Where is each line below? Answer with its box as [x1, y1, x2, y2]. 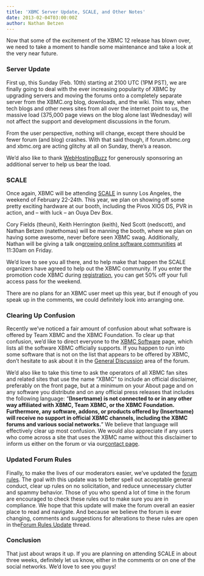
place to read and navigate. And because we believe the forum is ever [6, 508, 182, 515]
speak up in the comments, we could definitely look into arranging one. [6, 296, 185, 303]
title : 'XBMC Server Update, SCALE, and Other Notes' [6, 9, 146, 15]
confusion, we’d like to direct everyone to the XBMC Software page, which [6, 338, 193, 345]
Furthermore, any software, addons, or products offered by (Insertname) [6, 408, 194, 415]
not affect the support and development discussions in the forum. [6, 117, 171, 125]
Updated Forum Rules [6, 456, 72, 464]
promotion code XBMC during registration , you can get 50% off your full [6, 271, 188, 279]
